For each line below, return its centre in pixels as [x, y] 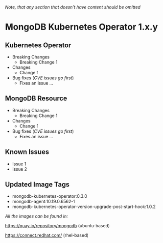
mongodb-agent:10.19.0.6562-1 [43, 202]
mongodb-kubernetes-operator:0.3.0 [49, 196]
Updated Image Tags [37, 185]
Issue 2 [20, 169]
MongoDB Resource [36, 99]
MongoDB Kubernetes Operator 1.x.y [81, 27]
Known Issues [27, 152]
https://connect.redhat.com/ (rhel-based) [47, 235]
